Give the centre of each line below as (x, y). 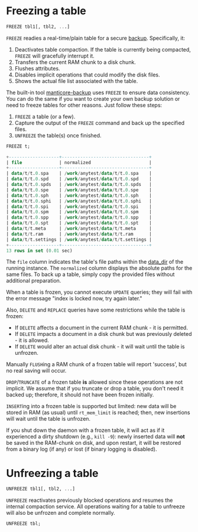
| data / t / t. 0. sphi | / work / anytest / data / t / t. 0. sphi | (79, 201)
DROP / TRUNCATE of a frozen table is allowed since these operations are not (95, 382)
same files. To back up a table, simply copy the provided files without (90, 274)
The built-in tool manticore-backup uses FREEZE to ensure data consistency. (98, 92)
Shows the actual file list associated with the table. (76, 81)
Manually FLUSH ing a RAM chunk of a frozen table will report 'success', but (97, 364)
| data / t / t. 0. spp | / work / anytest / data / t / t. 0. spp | (79, 217)
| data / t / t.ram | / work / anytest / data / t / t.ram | (79, 234)
